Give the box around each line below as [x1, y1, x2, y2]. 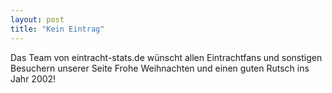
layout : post [10, 14, 65, 25]
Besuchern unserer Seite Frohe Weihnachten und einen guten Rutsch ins [10, 62, 310, 74]
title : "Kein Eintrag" [10, 24, 105, 34]
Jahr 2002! [10, 72, 57, 85]
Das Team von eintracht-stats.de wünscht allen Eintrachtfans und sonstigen [10, 51, 323, 63]
